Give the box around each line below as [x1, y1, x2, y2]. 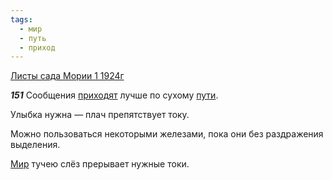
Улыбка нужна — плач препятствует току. [10, 109, 190, 121]
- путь [19, 33, 47, 43]
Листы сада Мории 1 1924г [10, 70, 125, 82]
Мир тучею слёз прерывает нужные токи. [10, 158, 190, 170]
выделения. [10, 139, 61, 151]
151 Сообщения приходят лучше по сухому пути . [10, 89, 219, 101]
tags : [10, 14, 33, 25]
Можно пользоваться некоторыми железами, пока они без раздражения [10, 128, 324, 140]
